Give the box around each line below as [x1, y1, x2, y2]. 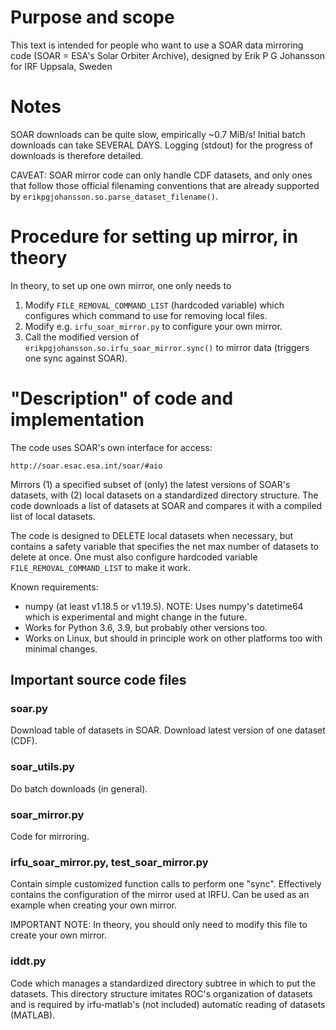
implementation [10, 409, 145, 431]
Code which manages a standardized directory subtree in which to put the [10, 977, 317, 989]
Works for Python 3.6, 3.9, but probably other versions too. [24, 621, 268, 633]
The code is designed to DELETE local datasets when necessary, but [10, 529, 294, 541]
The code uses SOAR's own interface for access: [10, 441, 213, 453]
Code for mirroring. [10, 831, 90, 843]
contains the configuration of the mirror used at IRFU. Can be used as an [10, 889, 310, 901]
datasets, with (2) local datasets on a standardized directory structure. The [10, 489, 319, 501]
